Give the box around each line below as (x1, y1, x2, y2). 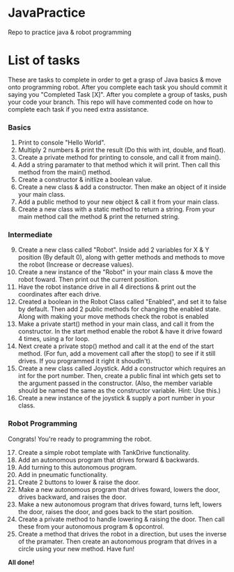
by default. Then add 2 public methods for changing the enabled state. (17, 305, 221, 313)
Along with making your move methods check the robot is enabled (17, 313, 209, 321)
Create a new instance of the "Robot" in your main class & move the (17, 268, 213, 276)
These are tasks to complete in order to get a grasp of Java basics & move (8, 75, 221, 84)
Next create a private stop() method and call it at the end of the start (17, 342, 214, 350)
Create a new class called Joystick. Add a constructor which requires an (17, 364, 226, 372)
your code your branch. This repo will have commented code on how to (8, 98, 213, 106)
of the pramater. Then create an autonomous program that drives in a (17, 537, 217, 545)
